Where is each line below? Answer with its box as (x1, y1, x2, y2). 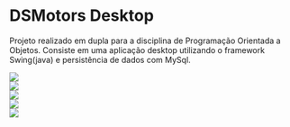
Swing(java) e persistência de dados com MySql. (9, 54, 191, 65)
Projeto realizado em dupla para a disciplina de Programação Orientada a (9, 35, 281, 46)
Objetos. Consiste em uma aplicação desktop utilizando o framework (9, 44, 266, 55)
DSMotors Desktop (9, 5, 155, 26)
